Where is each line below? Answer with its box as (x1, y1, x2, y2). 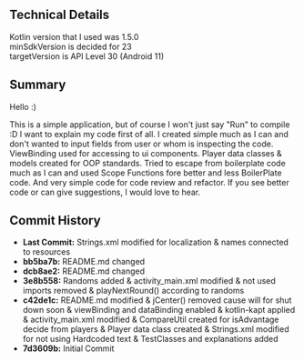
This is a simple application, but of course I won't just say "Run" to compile (9, 118, 290, 130)
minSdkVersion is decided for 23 (9, 41, 132, 52)
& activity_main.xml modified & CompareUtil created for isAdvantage (22, 314, 279, 326)
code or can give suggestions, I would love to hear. (9, 186, 201, 197)
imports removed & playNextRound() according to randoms (22, 286, 245, 296)
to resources (22, 246, 71, 257)
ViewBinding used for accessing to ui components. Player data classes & (9, 147, 282, 158)
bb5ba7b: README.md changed (22, 256, 146, 267)
